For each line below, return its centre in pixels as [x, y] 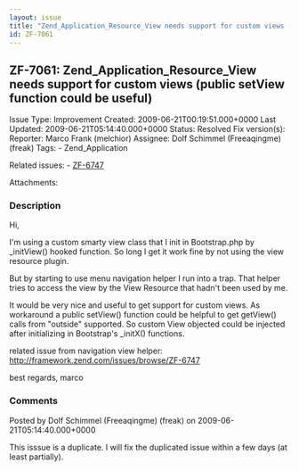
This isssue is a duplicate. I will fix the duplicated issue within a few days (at [148, 447]
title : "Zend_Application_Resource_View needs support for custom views [147, 26]
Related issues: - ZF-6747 [57, 165]
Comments [33, 401]
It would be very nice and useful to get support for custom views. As [135, 305]
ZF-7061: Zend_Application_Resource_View [133, 70]
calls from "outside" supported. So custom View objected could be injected [147, 324]
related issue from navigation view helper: [86, 351]
